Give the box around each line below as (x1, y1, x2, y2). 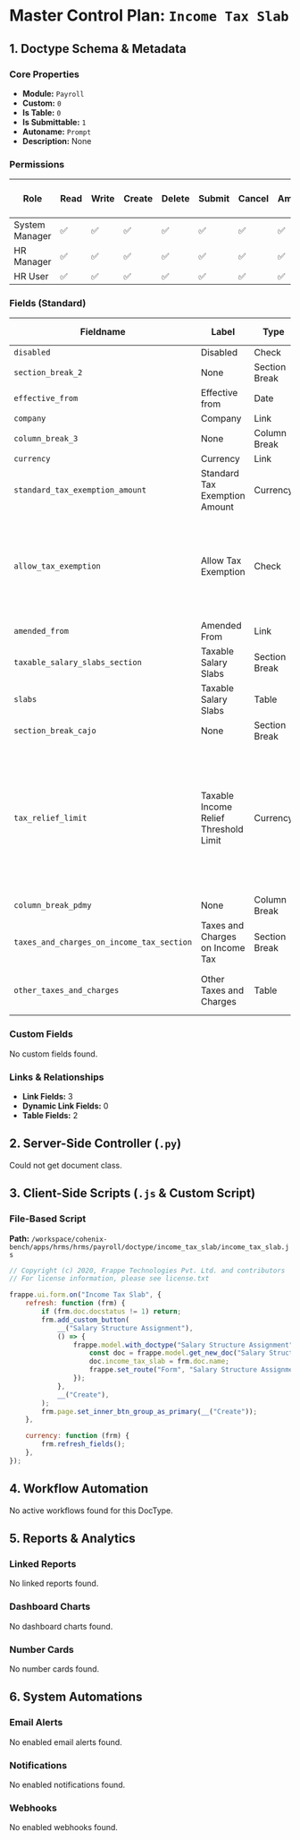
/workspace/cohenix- (30, 1235, 108, 1244)
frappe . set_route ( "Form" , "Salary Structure (88, 1365, 257, 1374)
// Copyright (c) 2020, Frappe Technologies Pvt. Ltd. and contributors (9, 1266, 286, 1275)
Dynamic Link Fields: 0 (21, 1100, 109, 1111)
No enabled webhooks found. (9, 1822, 119, 1833)
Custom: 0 (21, 98, 62, 108)
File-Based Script (9, 1212, 87, 1225)
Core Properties (9, 68, 80, 81)
